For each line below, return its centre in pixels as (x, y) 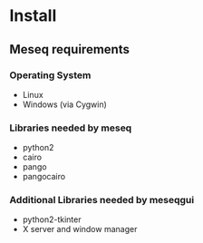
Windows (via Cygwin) (64, 104)
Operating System (50, 75)
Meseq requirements (69, 49)
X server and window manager (80, 229)
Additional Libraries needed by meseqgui (102, 200)
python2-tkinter (52, 219)
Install (33, 16)
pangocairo (44, 177)
